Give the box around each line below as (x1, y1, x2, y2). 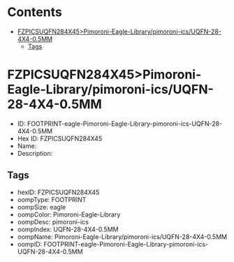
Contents (7, 4, 63, 20)
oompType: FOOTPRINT (17, 195, 87, 203)
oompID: (17, 240, 43, 248)
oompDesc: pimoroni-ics (17, 217, 89, 226)
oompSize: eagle (17, 203, 66, 211)
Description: (17, 149, 53, 157)
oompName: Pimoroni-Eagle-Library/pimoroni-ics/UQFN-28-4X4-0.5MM (17, 232, 228, 241)
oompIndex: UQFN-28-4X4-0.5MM (17, 225, 119, 233)
